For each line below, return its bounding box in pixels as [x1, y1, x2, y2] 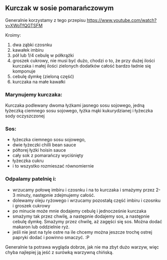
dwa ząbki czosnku [12, 42, 52, 48]
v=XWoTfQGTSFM [5, 22, 43, 28]
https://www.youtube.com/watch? [87, 17, 157, 23]
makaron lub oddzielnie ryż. [12, 224, 70, 230]
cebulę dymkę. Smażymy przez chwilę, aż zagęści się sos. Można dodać [12, 218, 163, 224]
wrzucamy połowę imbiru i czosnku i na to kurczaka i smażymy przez [12, 186, 155, 193]
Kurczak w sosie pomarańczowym [5, 4, 114, 12]
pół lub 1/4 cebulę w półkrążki [12, 52, 74, 58]
